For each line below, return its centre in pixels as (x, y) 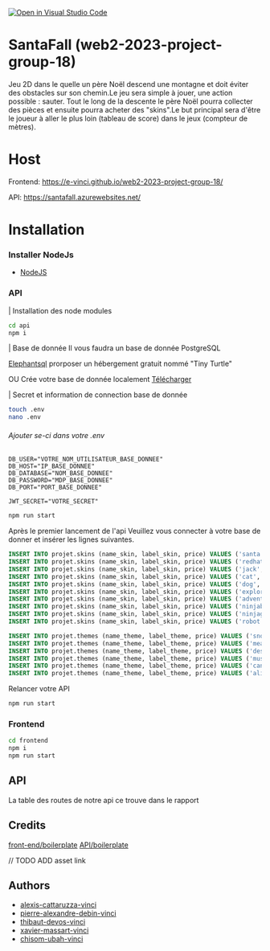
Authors (29, 885)
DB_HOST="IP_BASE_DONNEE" (51, 466)
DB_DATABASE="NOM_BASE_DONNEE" (61, 473)
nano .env (25, 417)
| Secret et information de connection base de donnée (98, 395)
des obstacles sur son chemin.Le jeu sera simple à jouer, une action (121, 92)
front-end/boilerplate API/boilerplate (68, 845)
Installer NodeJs (41, 255)
